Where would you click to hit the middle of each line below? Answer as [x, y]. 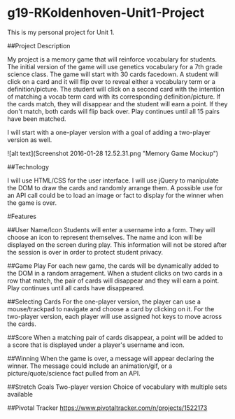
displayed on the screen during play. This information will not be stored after [117, 244]
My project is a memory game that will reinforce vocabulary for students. [112, 59]
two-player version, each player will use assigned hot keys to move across [115, 316]
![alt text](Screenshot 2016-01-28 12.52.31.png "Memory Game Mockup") [113, 153]
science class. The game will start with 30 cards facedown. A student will [113, 74]
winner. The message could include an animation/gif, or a [90, 366]
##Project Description [39, 45]
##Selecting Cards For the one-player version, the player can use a [104, 301]
